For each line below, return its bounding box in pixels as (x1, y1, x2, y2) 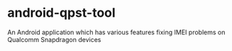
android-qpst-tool (7, 5, 116, 21)
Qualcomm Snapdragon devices (7, 35, 101, 43)
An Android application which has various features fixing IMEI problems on (7, 28, 226, 36)
